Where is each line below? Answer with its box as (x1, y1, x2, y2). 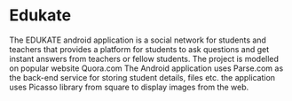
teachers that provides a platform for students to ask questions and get (9, 43, 270, 54)
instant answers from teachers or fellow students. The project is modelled (9, 53, 280, 64)
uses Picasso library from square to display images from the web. (9, 82, 249, 92)
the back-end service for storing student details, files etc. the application (9, 72, 276, 82)
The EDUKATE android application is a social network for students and (9, 35, 266, 45)
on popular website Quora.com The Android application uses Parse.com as (9, 63, 284, 74)
